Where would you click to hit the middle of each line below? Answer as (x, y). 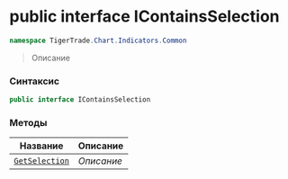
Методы (28, 122)
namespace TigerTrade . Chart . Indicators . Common (98, 40)
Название (41, 146)
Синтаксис (35, 81)
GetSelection (42, 161)
